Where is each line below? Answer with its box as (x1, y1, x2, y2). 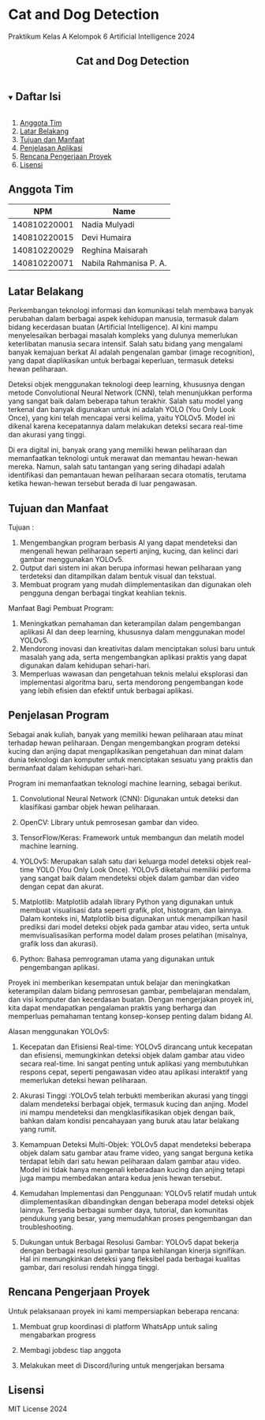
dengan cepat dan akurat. (19, 882, 104, 891)
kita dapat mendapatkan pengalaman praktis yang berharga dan (8, 1002, 217, 1012)
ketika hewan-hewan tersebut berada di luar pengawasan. (8, 479, 197, 489)
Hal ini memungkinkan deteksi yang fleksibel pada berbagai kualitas (19, 1253, 241, 1264)
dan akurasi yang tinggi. (8, 430, 87, 440)
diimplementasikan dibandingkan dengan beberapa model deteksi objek (19, 1197, 255, 1206)
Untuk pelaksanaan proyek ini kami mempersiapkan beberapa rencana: (8, 1306, 239, 1316)
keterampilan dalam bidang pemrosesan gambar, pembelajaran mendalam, (8, 986, 251, 995)
